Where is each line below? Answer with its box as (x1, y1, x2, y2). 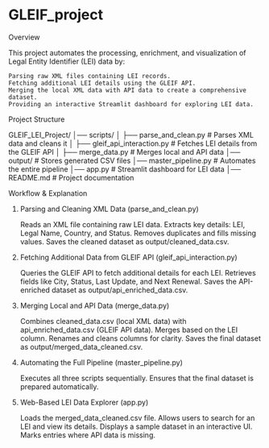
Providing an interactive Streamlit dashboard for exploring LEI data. (8, 100, 254, 108)
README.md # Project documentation (8, 172, 134, 182)
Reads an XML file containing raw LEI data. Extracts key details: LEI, (19, 219, 246, 229)
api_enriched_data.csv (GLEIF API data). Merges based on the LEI (19, 325, 238, 334)
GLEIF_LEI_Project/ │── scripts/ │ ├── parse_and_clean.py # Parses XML (8, 130, 254, 139)
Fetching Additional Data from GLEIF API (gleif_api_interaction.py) (19, 252, 238, 262)
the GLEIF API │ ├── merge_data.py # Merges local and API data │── (8, 147, 241, 156)
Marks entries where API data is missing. (19, 429, 155, 440)
